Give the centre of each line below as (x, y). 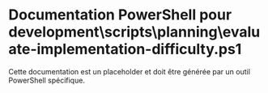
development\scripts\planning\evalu (134, 32)
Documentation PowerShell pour (120, 15)
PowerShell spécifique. (47, 80)
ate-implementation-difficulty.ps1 (125, 49)
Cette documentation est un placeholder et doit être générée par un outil (130, 71)
